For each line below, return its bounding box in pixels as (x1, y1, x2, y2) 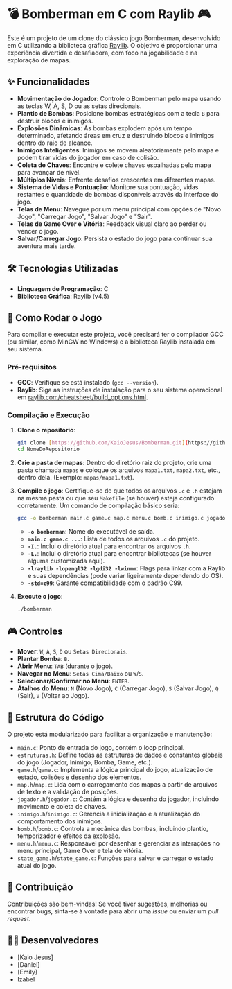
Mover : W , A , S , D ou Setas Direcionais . (17, 647, 128, 656)
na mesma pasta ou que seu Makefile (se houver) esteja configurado (17, 493, 215, 502)
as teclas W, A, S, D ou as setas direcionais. (17, 102, 142, 110)
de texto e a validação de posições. (17, 788, 119, 796)
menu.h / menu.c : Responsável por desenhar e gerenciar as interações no (17, 839, 220, 848)
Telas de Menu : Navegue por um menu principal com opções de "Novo (17, 204, 222, 213)
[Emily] (17, 968, 38, 976)
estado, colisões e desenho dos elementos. (17, 773, 142, 781)
